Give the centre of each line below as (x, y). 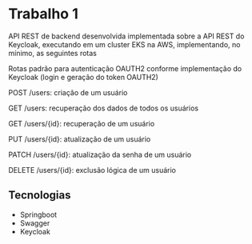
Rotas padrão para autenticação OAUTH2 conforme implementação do (125, 68)
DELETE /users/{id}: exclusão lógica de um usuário (92, 170)
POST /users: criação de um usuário (68, 92)
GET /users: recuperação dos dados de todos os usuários (103, 108)
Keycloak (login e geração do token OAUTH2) (83, 77)
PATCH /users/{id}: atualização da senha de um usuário (100, 154)
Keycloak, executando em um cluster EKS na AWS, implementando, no (124, 44)
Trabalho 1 (43, 14)
